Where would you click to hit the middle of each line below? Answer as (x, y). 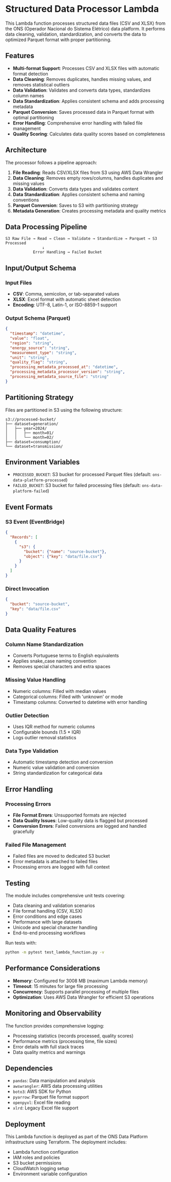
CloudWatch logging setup (41, 1169)
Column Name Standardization (44, 645)
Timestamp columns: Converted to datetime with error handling (80, 702)
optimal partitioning (33, 117)
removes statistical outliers (41, 84)
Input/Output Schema (41, 268)
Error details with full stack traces (48, 1047)
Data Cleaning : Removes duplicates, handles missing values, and (82, 79)
